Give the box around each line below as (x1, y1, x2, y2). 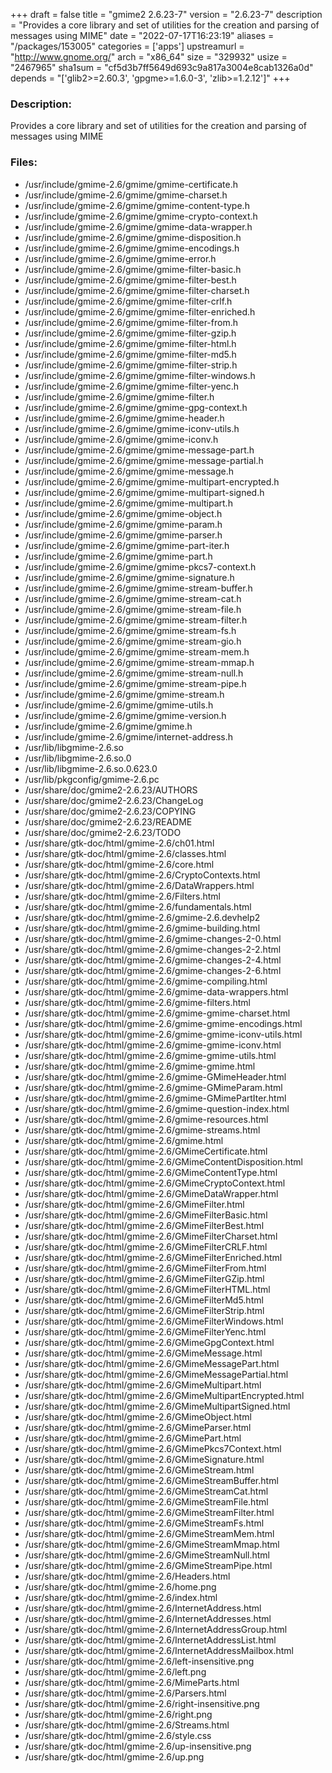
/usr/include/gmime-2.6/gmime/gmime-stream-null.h (24, 667, 244, 679)
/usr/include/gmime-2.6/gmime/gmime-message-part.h (24, 444, 255, 456)
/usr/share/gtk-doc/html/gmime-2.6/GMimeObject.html (24, 1410, 252, 1423)
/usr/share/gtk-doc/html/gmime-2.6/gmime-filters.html (24, 996, 252, 1008)
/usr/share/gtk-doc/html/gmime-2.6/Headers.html (24, 1570, 231, 1582)
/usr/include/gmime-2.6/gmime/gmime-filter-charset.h (24, 284, 250, 296)
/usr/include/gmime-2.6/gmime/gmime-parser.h (24, 529, 223, 541)
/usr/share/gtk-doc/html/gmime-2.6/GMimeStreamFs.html (24, 1517, 265, 1529)
